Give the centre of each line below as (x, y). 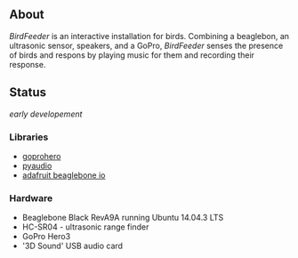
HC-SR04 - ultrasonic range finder (85, 227)
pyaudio (37, 165)
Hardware (31, 198)
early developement (46, 114)
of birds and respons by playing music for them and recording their (132, 55)
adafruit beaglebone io (64, 175)
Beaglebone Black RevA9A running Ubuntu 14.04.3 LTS (123, 218)
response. (28, 64)
